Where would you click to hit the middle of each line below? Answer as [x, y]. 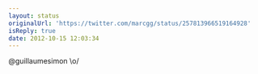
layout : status [34, 16]
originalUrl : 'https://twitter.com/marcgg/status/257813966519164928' [130, 23]
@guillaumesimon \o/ [44, 61]
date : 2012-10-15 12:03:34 [54, 38]
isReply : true [32, 31]
